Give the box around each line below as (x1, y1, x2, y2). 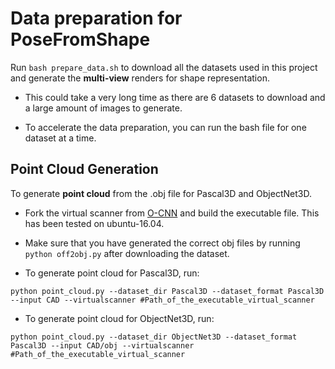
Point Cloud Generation (10, 161, 159, 178)
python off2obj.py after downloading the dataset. (24, 247, 230, 259)
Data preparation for (10, 7, 183, 30)
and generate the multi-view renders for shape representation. (10, 72, 270, 84)
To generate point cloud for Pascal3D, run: (24, 267, 200, 279)
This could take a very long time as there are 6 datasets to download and (24, 91, 326, 103)
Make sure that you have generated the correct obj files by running (24, 237, 301, 249)
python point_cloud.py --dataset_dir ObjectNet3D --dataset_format (10, 332, 298, 342)
